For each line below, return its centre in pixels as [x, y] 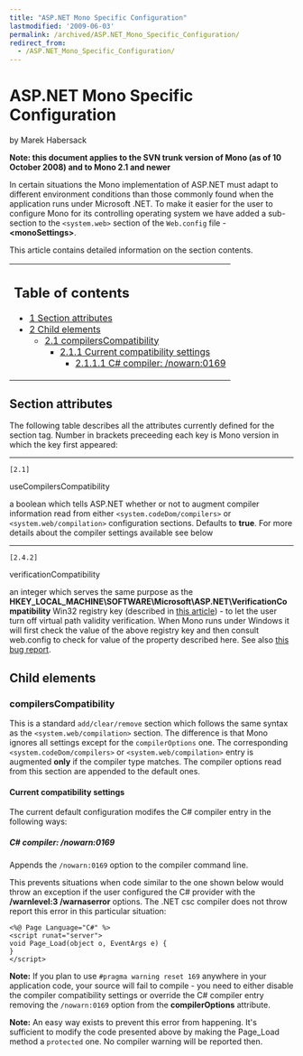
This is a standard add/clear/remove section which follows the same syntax [149, 724]
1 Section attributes [71, 318]
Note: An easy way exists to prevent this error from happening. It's [133, 1023]
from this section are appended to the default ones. [105, 772]
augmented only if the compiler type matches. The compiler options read [146, 762]
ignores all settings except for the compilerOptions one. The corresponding [149, 743]
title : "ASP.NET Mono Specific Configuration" [98, 18]
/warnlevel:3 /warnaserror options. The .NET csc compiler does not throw [148, 902]
